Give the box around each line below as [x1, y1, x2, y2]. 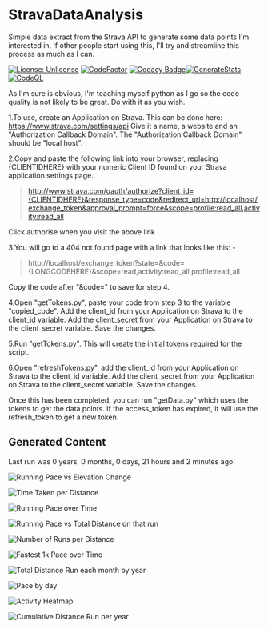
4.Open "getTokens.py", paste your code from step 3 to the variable [8, 298, 232, 307]
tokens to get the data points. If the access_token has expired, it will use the [8, 403, 258, 413]
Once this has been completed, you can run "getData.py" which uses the [8, 395, 249, 405]
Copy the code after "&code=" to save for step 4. [8, 282, 170, 291]
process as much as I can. [8, 49, 95, 58]
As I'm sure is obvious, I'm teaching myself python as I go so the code [8, 88, 240, 98]
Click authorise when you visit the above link [8, 226, 156, 237]
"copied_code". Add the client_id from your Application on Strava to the [8, 306, 244, 315]
